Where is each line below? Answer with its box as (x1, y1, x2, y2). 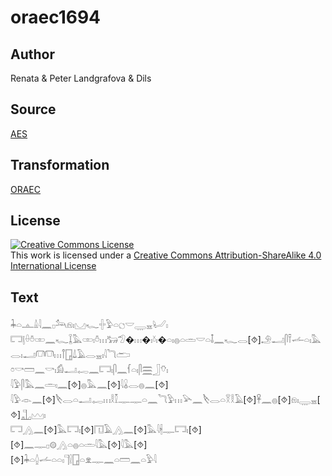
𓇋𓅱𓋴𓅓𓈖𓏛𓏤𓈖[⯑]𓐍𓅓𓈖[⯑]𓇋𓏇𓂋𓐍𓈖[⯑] (10, 379, 169, 391)
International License (10, 260, 97, 272)
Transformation (10, 157, 110, 174)
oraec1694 (10, 6, 102, 29)
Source (10, 101, 57, 118)
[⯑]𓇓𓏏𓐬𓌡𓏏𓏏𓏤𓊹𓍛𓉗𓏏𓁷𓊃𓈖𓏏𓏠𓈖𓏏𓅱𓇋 (10, 454, 157, 466)
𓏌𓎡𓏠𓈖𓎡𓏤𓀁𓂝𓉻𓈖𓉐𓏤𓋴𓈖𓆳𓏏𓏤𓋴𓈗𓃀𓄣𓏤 (10, 364, 169, 376)
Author (10, 46, 55, 63)
